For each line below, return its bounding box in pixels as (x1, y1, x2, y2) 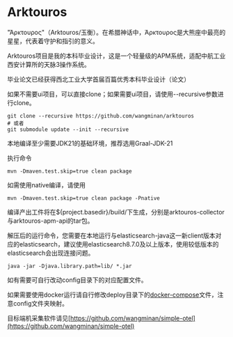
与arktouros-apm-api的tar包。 (7, 217, 94, 225)
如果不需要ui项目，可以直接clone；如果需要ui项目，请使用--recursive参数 (7, 90, 218, 98)
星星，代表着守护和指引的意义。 (7, 36, 99, 45)
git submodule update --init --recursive (7, 126, 129, 133)
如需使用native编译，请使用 (7, 180, 86, 189)
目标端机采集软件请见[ (7, 314, 71, 322)
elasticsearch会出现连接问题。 (7, 249, 95, 257)
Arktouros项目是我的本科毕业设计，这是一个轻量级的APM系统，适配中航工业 (7, 52, 226, 60)
